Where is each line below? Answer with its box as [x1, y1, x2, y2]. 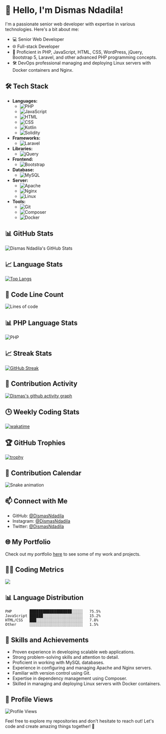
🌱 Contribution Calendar [5, 468, 82, 477]
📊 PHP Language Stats [5, 318, 78, 327]
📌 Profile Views [5, 695, 53, 704]
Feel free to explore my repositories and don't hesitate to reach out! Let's [5, 718, 155, 724]
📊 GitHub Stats [5, 229, 54, 238]
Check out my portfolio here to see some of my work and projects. [5, 551, 141, 557]
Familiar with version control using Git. [12, 670, 91, 676]
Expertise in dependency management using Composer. [12, 675, 127, 682]
